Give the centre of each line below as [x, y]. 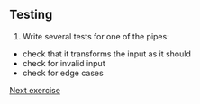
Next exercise [35, 90]
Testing [31, 15]
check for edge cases [63, 73]
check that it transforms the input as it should [107, 54]
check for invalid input [64, 63]
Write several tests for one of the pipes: [95, 36]
